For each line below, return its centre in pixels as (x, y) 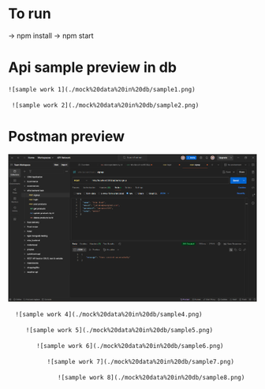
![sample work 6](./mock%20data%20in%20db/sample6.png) (130, 346)
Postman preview (66, 137)
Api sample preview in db (93, 67)
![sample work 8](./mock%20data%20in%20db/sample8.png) (151, 377)
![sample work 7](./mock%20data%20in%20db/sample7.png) (141, 361)
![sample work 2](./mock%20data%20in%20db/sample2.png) (105, 105)
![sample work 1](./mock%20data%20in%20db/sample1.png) (102, 89)
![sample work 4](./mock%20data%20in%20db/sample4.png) (109, 314)
